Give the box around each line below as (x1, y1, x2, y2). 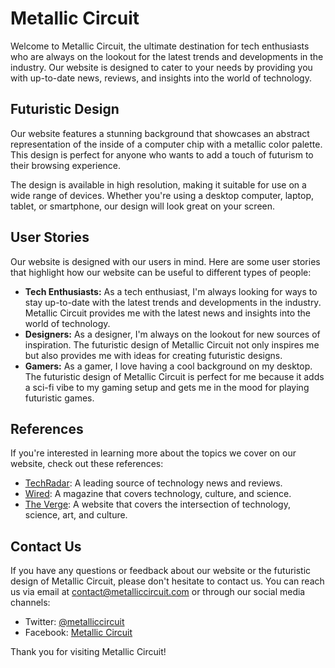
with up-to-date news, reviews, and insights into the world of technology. (10, 72, 312, 84)
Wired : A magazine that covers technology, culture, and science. (24, 488, 292, 500)
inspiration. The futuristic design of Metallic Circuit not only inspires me (24, 338, 320, 351)
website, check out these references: (10, 458, 164, 470)
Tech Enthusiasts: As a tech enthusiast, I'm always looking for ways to (24, 285, 318, 297)
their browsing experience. (10, 159, 122, 171)
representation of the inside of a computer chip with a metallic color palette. (10, 138, 323, 150)
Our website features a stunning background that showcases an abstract (10, 127, 310, 139)
